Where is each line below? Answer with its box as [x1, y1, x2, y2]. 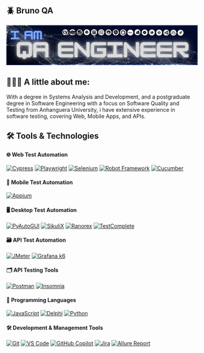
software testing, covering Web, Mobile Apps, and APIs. [6, 112, 146, 120]
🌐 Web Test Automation [6, 151, 68, 158]
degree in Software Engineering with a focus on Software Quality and [6, 100, 180, 107]
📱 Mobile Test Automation [6, 179, 73, 186]
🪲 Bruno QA [6, 5, 53, 16]
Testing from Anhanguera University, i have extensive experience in [6, 106, 175, 113]
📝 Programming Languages [6, 296, 76, 303]
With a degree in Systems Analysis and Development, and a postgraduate [6, 93, 190, 100]
